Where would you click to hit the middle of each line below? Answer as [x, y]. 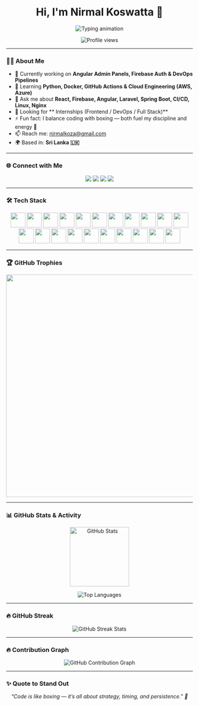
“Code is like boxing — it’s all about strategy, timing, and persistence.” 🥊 [99, 697]
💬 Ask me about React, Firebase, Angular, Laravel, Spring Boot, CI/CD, [102, 99]
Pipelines [26, 80]
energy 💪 [26, 127]
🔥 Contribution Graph [38, 650]
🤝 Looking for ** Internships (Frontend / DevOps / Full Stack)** [91, 112]
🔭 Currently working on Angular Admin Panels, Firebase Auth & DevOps [104, 74]
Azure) [23, 93]
